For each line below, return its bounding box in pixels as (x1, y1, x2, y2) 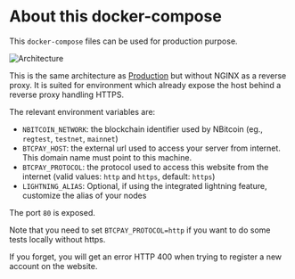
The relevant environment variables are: (9, 106, 156, 117)
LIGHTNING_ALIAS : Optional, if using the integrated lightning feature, (21, 180, 267, 191)
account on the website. (9, 260, 98, 271)
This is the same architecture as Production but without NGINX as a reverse (9, 70, 287, 81)
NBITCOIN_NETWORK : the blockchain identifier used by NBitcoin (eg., (21, 123, 263, 135)
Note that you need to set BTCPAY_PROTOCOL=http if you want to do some (9, 225, 271, 235)
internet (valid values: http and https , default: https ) (21, 171, 216, 182)
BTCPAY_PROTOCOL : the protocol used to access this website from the (21, 161, 269, 172)
